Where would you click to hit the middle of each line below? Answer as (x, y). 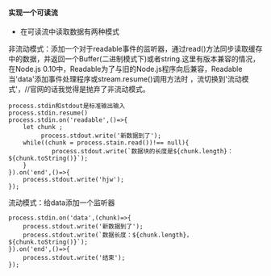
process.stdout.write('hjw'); (74, 180)
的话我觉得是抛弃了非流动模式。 (97, 90)
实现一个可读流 (33, 12)
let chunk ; (43, 128)
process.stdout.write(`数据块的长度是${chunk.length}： (142, 152)
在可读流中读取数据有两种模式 (69, 31)
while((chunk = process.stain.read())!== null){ (106, 143)
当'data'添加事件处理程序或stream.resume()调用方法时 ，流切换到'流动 (125, 79)
